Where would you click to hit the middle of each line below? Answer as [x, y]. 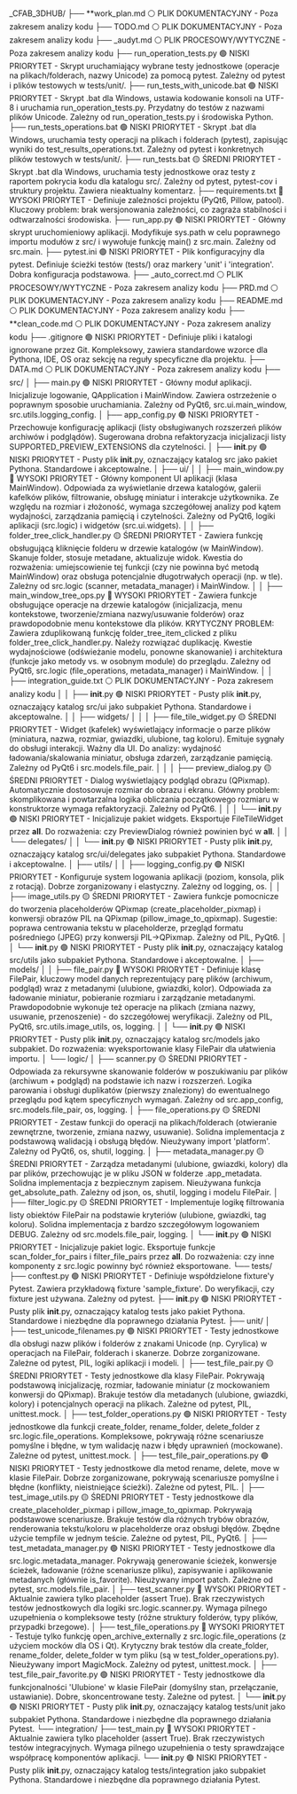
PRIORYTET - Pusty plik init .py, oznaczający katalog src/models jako [135, 1039]
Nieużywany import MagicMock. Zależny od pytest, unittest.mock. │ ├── [143, 1665]
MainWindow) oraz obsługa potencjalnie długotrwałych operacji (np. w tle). [146, 576]
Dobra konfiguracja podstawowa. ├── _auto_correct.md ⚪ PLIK [126, 274]
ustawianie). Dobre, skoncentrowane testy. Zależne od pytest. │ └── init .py [148, 1696]
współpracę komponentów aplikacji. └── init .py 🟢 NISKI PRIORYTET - [138, 1758]
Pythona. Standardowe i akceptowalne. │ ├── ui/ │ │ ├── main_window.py [147, 469]
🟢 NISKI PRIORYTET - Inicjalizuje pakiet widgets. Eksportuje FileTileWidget [146, 819]
